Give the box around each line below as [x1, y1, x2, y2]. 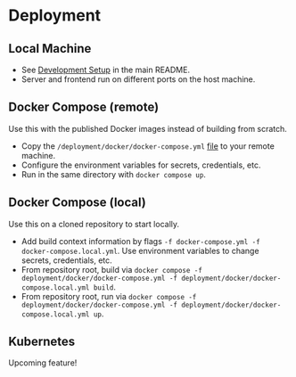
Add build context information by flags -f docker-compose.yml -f [21, 235, 260, 246]
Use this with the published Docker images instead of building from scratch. [8, 123, 287, 134]
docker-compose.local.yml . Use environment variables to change [21, 245, 259, 256]
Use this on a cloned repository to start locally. [8, 218, 180, 229]
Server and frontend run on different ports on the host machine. [21, 74, 256, 85]
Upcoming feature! [8, 357, 78, 368]
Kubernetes [8, 334, 76, 349]
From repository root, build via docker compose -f [21, 264, 202, 275]
